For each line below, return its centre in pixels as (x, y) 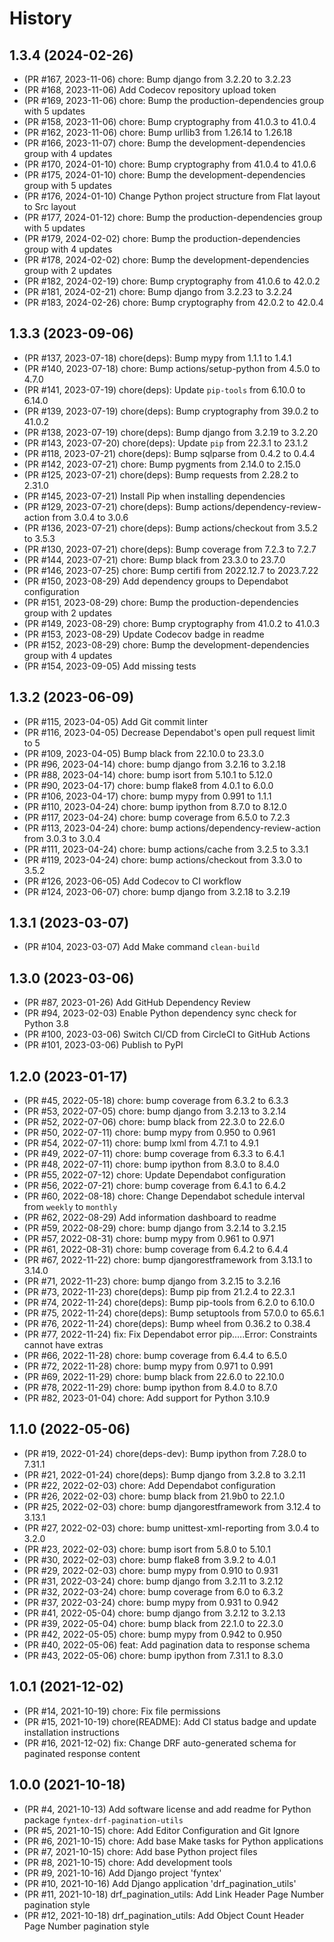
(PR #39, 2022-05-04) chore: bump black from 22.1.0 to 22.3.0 (153, 1623)
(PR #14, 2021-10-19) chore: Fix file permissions (122, 1711)
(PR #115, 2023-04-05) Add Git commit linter (116, 721)
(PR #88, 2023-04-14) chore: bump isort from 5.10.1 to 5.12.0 (148, 774)
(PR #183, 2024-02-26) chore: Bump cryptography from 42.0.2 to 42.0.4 (173, 302)
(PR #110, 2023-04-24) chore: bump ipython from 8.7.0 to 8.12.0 (155, 806)
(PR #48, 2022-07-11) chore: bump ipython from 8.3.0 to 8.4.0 (151, 1164)
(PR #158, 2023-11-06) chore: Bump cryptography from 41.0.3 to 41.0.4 (170, 121)
